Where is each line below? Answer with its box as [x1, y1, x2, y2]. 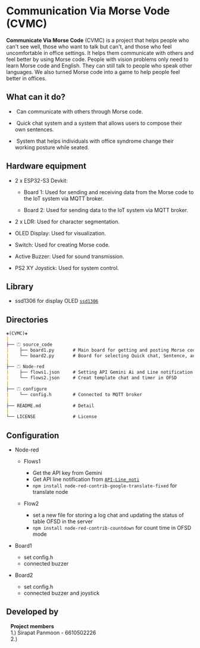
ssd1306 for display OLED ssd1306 [14, 297, 99, 305]
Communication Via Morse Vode [6, 4, 170, 18]
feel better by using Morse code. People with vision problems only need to [6, 56, 189, 63]
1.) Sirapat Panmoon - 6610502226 [10, 629, 96, 636]
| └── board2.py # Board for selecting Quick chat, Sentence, [6, 352, 187, 359]
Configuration [6, 430, 60, 440]
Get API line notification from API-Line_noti [32, 476, 140, 483]
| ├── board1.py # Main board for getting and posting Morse [6, 347, 185, 353]
